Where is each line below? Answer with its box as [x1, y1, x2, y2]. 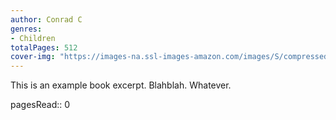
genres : [10, 24, 43, 34]
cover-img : [10, 52, 56, 62]
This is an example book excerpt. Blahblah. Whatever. [10, 79, 232, 91]
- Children [10, 33, 56, 43]
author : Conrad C [10, 14, 83, 25]
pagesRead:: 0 [10, 99, 71, 111]
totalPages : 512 [10, 42, 78, 53]
